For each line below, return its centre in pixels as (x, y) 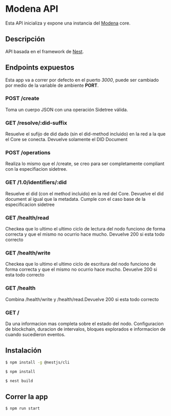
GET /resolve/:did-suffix (36, 123)
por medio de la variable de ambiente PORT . (52, 85)
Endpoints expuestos (40, 68)
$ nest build (19, 381)
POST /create (22, 99)
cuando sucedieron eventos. (35, 334)
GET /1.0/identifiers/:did (36, 182)
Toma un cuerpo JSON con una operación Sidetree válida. (67, 109)
